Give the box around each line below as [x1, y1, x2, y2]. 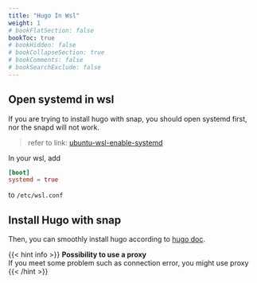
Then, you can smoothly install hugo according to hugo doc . [8, 235, 205, 244]
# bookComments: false [8, 56, 84, 64]
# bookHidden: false [8, 41, 77, 49]
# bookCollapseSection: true [8, 48, 105, 56]
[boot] [8, 169, 30, 176]
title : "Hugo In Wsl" [8, 11, 80, 20]
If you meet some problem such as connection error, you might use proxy [8, 258, 249, 268]
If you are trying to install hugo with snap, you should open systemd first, [8, 114, 248, 123]
